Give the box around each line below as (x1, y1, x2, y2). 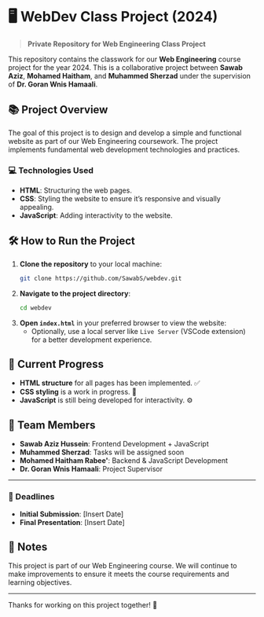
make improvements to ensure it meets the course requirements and (8, 569, 229, 579)
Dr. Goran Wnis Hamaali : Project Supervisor (19, 465, 163, 474)
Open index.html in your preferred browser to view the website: (19, 318, 226, 328)
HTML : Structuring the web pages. (19, 185, 132, 195)
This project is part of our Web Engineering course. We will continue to (8, 561, 237, 571)
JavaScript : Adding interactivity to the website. (19, 211, 173, 220)
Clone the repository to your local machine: (19, 259, 163, 269)
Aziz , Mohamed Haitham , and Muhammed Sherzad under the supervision (8, 71, 251, 80)
